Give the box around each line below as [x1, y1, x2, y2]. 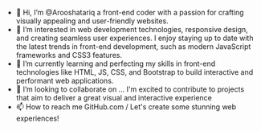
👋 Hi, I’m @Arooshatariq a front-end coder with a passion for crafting [15, 8, 244, 17]
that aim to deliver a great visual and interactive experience [15, 93, 213, 102]
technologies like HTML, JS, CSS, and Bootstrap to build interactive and [15, 68, 254, 76]
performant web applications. [15, 76, 114, 85]
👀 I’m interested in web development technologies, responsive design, [15, 25, 249, 34]
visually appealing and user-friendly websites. [15, 16, 169, 26]
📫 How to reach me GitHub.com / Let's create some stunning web [15, 102, 237, 112]
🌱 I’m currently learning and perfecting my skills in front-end [15, 59, 216, 68]
